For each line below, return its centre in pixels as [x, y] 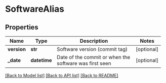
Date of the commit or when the [93, 57]
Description [94, 41]
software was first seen [84, 63]
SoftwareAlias [35, 9]
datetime [41, 60]
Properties [22, 27]
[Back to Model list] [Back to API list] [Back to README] [62, 75]
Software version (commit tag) [92, 49]
